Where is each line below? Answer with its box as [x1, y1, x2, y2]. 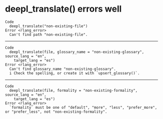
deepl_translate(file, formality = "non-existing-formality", [9, 88, 138, 93]
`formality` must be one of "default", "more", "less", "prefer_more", [9, 105, 158, 110]
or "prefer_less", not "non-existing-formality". [5, 109, 108, 114]
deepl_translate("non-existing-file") [9, 23, 88, 29]
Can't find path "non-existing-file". [9, 32, 88, 37]
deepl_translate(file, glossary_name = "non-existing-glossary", [9, 50, 145, 54]
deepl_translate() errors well [5, 3, 122, 15]
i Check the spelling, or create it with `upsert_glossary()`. [9, 70, 140, 76]
